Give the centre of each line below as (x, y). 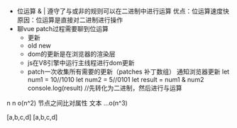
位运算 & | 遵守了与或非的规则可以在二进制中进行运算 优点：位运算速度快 (123, 11)
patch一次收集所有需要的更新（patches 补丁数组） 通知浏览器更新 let (128, 71)
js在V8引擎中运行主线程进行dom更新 (81, 63)
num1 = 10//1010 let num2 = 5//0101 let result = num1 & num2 (116, 80)
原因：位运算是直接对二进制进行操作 (70, 20)
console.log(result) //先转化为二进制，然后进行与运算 (105, 88)
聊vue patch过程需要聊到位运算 (63, 29)
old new (39, 46)
